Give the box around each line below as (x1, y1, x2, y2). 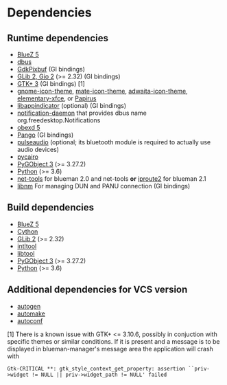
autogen (16, 302, 41, 310)
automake (16, 309, 46, 318)
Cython (16, 227, 38, 235)
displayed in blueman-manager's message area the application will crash (7, 344, 214, 353)
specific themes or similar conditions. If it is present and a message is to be (7, 337, 220, 345)
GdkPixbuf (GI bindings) (16, 65, 86, 73)
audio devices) (16, 146, 60, 153)
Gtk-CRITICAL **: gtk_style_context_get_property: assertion (7, 365, 186, 372)
